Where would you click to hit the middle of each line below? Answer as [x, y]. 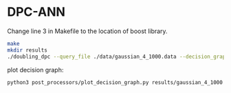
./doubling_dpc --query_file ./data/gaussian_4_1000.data [92, 56]
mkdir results [27, 50]
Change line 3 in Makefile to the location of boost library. [87, 31]
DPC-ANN [36, 12]
